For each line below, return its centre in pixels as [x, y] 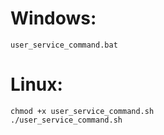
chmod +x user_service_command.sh [82, 111]
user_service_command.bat [64, 45]
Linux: [36, 84]
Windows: [53, 18]
